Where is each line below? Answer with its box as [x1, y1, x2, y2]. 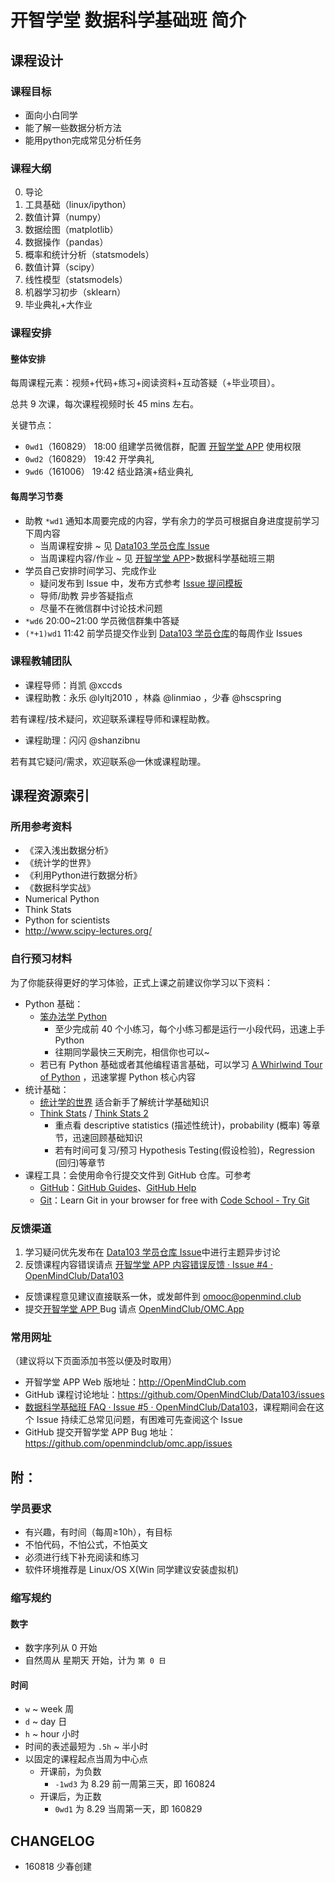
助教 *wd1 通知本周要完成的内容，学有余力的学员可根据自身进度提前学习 [24, 514, 320, 526]
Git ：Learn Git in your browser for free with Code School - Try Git [39, 1194, 310, 1206]
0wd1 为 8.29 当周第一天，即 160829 [54, 1803, 203, 1815]
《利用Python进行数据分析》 [24, 869, 143, 881]
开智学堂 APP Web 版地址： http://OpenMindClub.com [24, 1376, 247, 1388]
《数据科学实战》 [24, 882, 96, 894]
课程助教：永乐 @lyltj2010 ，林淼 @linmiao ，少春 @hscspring [24, 691, 282, 703]
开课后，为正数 [39, 1791, 102, 1803]
